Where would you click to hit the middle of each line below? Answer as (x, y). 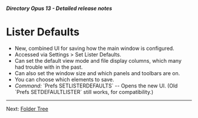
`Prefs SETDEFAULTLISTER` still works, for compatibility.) (84, 92)
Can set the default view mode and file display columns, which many (98, 60)
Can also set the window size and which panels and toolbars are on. (97, 73)
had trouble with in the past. (49, 67)
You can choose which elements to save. (64, 79)
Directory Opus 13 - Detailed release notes (59, 8)
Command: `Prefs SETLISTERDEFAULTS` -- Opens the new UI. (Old (96, 86)
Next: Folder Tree (27, 109)
